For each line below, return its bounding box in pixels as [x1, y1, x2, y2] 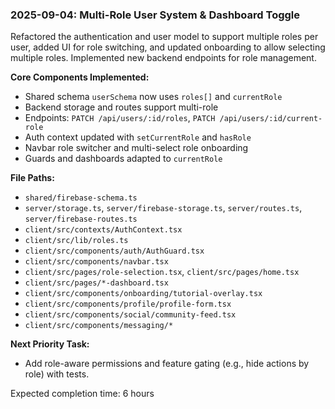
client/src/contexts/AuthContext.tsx [24, 225, 183, 235]
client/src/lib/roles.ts [24, 236, 129, 246]
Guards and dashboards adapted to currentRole [24, 153, 223, 165]
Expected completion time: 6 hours [10, 388, 155, 400]
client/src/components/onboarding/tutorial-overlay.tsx [24, 289, 263, 299]
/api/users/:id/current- [219, 114, 323, 124]
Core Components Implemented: [10, 71, 150, 83]
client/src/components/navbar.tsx [24, 257, 169, 267]
